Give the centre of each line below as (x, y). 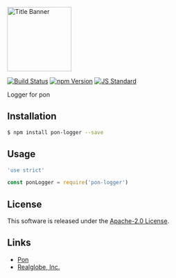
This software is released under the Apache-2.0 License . (88, 221)
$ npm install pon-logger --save (55, 132)
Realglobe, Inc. (38, 267)
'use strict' (26, 170)
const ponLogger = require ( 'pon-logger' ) (68, 183)
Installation (32, 116)
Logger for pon (29, 95)
